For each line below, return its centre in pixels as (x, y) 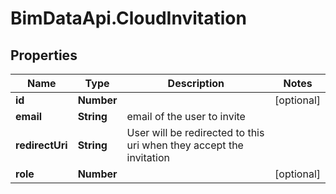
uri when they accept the (185, 145)
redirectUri (41, 145)
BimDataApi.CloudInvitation (128, 18)
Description (196, 83)
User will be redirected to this (195, 132)
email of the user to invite (186, 116)
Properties (44, 55)
